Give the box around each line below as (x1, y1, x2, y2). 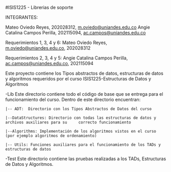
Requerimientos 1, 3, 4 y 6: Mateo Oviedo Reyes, (5, 39, 107, 46)
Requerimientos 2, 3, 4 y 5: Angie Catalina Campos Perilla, (5, 55, 128, 61)
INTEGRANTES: (5, 14, 38, 20)
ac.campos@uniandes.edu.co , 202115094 (5, 60, 93, 66)
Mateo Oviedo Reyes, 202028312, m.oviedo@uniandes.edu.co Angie (5, 24, 151, 30)
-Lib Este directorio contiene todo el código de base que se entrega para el (5, 91, 163, 97)
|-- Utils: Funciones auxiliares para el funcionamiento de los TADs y (5, 142, 161, 147)
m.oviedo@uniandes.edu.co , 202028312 (5, 45, 91, 51)
